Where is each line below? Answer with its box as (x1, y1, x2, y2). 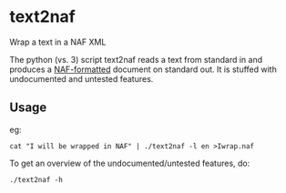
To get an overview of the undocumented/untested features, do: (9, 157, 250, 168)
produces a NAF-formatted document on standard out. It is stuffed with (9, 64, 278, 75)
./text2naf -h (9, 175, 64, 184)
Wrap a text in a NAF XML (9, 36, 107, 47)
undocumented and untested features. (9, 73, 154, 84)
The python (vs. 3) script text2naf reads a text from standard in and (9, 54, 263, 65)
